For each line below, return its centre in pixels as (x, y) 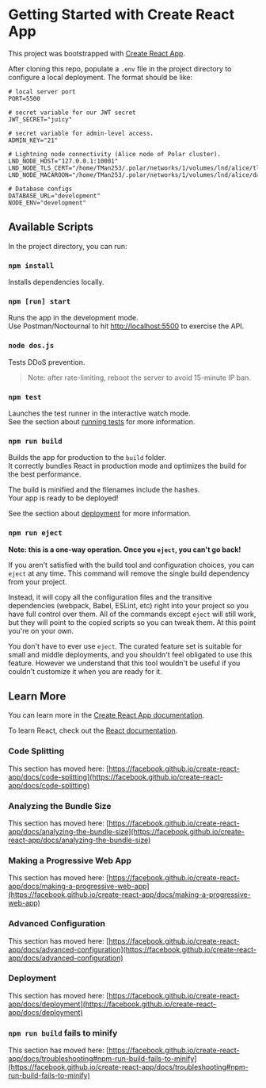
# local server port (42, 92)
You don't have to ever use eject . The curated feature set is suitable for (125, 646)
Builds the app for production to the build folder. (87, 458)
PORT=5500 (25, 98)
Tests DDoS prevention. (47, 362)
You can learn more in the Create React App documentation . (106, 715)
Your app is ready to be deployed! (63, 498)
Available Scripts (51, 227)
